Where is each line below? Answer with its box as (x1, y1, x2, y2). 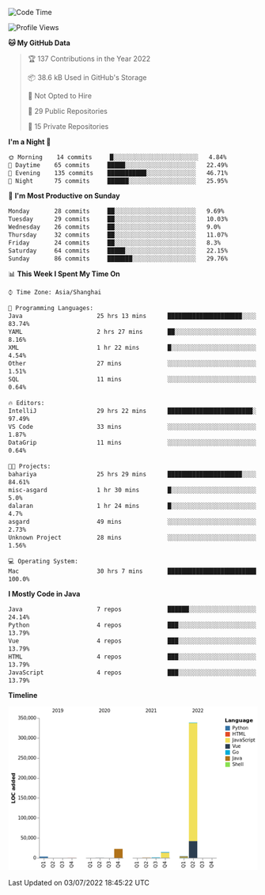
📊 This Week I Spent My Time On (8, 269, 120, 279)
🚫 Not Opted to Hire (27, 91, 93, 100)
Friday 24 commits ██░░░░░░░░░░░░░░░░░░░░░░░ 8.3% (8, 239, 221, 247)
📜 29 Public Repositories (27, 107, 108, 116)
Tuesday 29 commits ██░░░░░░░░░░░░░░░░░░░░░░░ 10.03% (8, 215, 228, 223)
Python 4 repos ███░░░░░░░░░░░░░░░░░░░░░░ (8, 621, 257, 629)
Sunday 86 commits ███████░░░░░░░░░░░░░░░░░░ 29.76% (8, 255, 228, 263)
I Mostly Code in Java (8, 590, 81, 598)
